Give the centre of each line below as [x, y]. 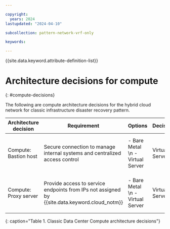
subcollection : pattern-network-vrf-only [50, 33]
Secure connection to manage [79, 147]
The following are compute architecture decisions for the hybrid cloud [78, 105]
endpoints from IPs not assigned [82, 190]
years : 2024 [23, 19]
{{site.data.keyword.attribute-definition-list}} [52, 61]
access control [61, 159]
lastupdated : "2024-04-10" [34, 24]
